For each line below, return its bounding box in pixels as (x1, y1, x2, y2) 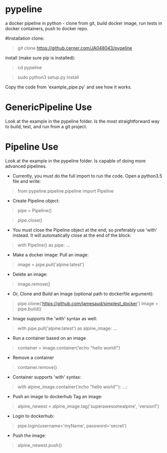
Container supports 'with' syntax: (12, 374, 82, 380)
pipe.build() (17, 306, 42, 312)
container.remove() (17, 364, 57, 370)
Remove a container (12, 354, 54, 360)
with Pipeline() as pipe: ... (17, 242, 70, 248)
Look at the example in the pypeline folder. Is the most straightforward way (5, 118, 160, 124)
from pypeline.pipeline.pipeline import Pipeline (17, 188, 114, 194)
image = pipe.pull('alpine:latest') (17, 261, 84, 267)
